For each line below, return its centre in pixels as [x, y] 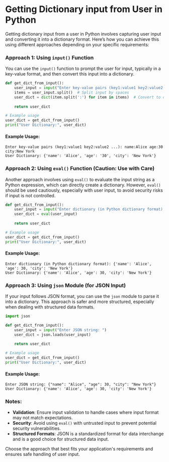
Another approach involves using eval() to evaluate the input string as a [80, 179]
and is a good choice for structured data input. [61, 439]
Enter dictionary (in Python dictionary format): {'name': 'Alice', [78, 264]
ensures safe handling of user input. [43, 454]
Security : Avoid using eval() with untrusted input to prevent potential [84, 423]
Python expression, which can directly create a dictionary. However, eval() [83, 185]
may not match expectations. [43, 418]
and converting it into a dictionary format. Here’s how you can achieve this [82, 39]
